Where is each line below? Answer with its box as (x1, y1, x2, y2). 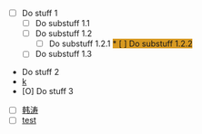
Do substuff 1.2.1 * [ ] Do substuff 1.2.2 (48, 38, 193, 49)
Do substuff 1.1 (35, 18, 90, 29)
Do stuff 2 (21, 67, 60, 78)
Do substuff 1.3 (35, 49, 93, 60)
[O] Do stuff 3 (21, 86, 74, 97)
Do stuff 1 (21, 8, 58, 18)
